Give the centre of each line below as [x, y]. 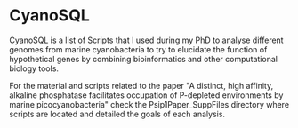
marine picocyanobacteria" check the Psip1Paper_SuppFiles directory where [149, 104]
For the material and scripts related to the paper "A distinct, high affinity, [141, 85]
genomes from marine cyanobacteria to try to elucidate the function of [138, 49]
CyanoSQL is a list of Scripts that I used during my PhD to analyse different [146, 40]
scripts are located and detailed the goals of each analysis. [117, 114]
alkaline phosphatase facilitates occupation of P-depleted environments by [146, 95]
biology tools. [34, 68]
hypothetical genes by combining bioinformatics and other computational [144, 59]
